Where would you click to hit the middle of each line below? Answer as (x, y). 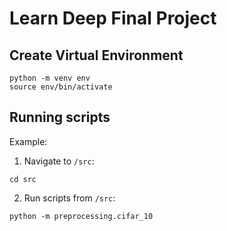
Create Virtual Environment (96, 55)
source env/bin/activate (61, 87)
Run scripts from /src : (69, 198)
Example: (28, 141)
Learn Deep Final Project (113, 18)
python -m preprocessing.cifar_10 (81, 216)
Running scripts (60, 117)
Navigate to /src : (59, 161)
